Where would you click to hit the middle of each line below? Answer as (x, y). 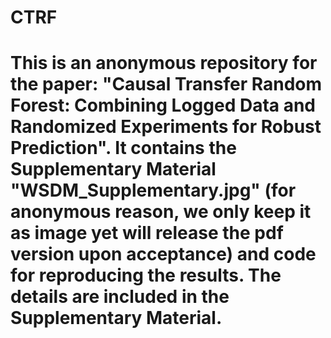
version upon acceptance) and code (163, 254)
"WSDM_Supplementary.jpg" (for (153, 190)
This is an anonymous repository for (164, 63)
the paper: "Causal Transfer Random (166, 84)
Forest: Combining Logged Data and (163, 105)
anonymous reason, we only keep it (161, 212)
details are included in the (120, 297)
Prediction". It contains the (123, 148)
